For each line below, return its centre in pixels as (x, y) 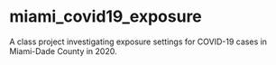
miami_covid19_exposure (106, 17)
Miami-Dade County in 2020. (63, 51)
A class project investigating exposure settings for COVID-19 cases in (138, 42)
